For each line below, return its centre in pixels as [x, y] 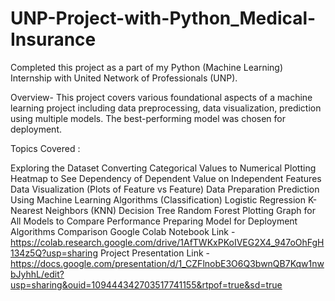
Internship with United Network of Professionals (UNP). [124, 78]
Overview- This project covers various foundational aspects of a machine [161, 97]
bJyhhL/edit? [37, 274]
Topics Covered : [45, 148]
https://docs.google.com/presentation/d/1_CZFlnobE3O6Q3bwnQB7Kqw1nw [167, 263]
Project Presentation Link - [155, 253]
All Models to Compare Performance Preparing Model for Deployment [154, 221]
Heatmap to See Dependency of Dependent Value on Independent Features [166, 178]
